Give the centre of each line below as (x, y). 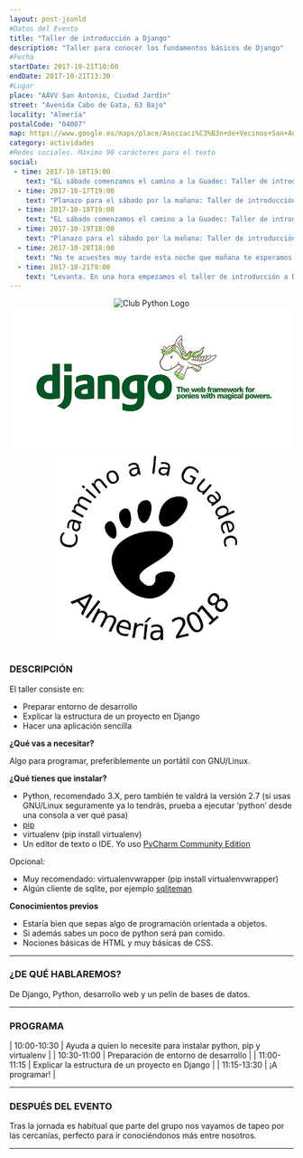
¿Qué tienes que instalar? (58, 778)
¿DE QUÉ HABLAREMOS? (65, 974)
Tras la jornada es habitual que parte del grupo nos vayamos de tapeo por (147, 1126)
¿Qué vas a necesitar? (52, 743)
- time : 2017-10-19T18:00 (66, 229)
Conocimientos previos (54, 906)
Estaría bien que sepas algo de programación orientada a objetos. (145, 923)
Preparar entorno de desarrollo (80, 706)
